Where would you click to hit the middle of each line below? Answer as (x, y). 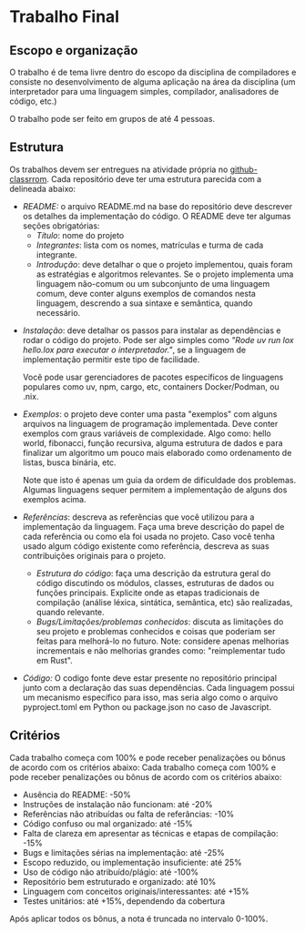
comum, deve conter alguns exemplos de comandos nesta (146, 293)
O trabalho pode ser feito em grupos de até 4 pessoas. (112, 119)
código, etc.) (33, 101)
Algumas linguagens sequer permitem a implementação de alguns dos (155, 490)
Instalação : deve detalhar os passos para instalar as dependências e (152, 330)
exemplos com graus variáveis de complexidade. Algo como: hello (147, 433)
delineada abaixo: (42, 188)
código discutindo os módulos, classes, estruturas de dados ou (155, 583)
